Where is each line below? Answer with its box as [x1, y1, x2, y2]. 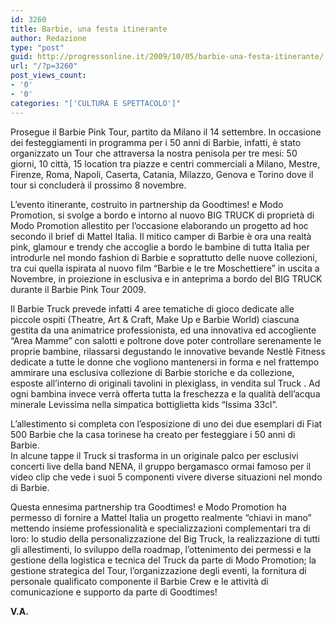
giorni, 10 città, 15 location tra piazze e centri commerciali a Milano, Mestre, [10, 157, 321, 170]
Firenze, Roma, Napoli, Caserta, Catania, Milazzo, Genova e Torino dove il [10, 168, 314, 180]
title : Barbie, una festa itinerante [10, 24, 168, 34]
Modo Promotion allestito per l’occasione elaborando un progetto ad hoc [10, 219, 309, 231]
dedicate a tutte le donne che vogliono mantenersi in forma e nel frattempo [10, 356, 320, 368]
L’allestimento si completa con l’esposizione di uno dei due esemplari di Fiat [10, 417, 323, 430]
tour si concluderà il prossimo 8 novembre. [10, 179, 187, 191]
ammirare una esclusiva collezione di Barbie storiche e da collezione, [10, 366, 295, 378]
